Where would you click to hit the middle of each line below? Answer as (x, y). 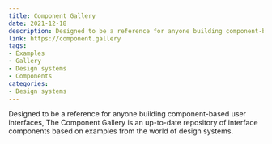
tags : (17, 46)
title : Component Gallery (52, 16)
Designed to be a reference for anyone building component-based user (127, 114)
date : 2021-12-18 (38, 23)
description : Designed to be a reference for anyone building (115, 31)
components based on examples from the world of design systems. (121, 131)
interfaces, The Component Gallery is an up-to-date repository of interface (133, 123)
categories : (28, 83)
